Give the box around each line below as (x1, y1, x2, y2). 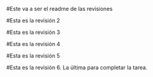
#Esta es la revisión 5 (6, 52, 60, 59)
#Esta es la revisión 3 (6, 28, 61, 36)
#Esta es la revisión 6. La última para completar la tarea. (6, 64, 148, 71)
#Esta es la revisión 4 (6, 41, 61, 47)
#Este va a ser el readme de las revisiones (6, 5, 113, 12)
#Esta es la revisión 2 (6, 17, 60, 24)
